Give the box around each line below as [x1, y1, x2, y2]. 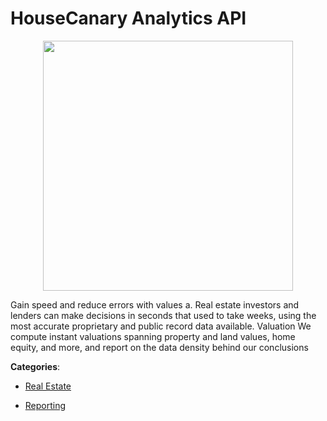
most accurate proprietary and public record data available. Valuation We [10, 320, 312, 332]
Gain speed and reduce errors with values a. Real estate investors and [10, 298, 300, 311]
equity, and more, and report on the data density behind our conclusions [10, 341, 309, 353]
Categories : [10, 360, 61, 372]
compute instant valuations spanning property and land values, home [10, 330, 296, 342]
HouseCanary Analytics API [10, 7, 247, 30]
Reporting [24, 399, 67, 411]
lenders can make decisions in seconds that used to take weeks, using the [10, 309, 317, 321]
